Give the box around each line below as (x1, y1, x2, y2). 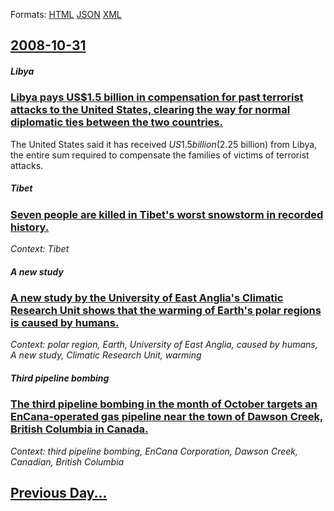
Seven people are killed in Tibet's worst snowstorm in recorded (10, 207, 324, 221)
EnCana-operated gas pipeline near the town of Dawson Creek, (10, 410, 324, 424)
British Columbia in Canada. (10, 422, 149, 436)
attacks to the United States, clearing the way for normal (10, 103, 291, 117)
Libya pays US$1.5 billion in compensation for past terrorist (10, 90, 304, 104)
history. (10, 220, 50, 234)
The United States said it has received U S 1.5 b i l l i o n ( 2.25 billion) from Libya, (10, 138, 318, 150)
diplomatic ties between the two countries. (10, 115, 223, 129)
